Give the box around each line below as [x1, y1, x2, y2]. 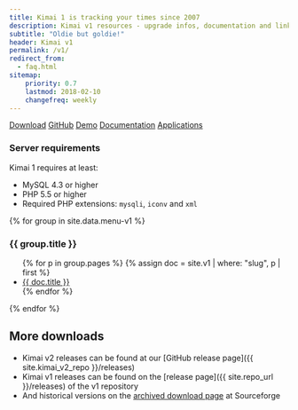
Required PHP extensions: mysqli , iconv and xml [21, 198, 198, 209]
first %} [21, 267, 51, 278]
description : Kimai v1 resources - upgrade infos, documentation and [9, 21, 272, 30]
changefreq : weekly [25, 95, 98, 105]
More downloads [9, 329, 105, 344]
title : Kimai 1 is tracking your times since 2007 [9, 12, 200, 22]
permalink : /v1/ [9, 46, 69, 55]
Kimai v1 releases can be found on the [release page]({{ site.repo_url [21, 371, 273, 382]
